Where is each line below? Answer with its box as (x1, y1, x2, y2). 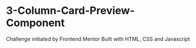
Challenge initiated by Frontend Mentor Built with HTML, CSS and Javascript (6, 35, 190, 42)
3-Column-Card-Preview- (6, 4, 135, 17)
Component (6, 16, 66, 29)
